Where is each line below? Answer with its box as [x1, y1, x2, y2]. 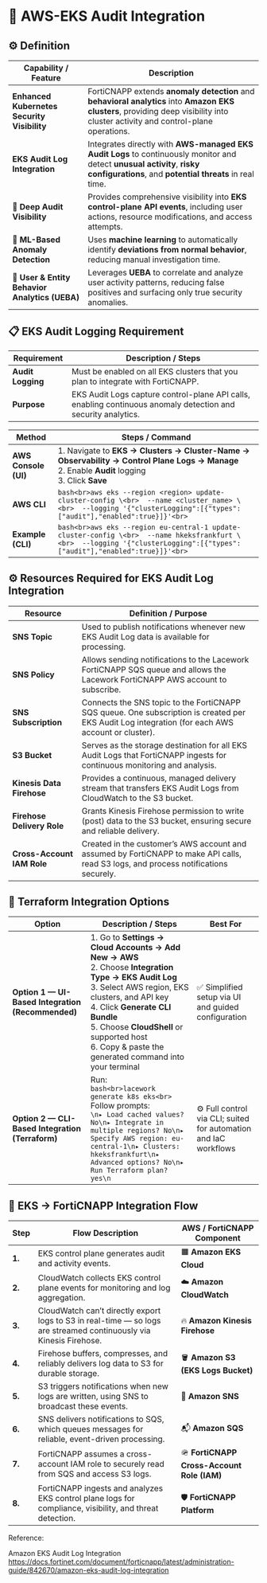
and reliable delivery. [81, 825, 160, 836]
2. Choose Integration [90, 962, 174, 973]
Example [12, 529, 46, 540]
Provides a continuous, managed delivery [81, 772, 237, 784]
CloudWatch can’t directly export [37, 1305, 161, 1316]
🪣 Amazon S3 [180, 1351, 236, 1362]
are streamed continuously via [37, 1325, 151, 1336]
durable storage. [37, 1368, 99, 1379]
